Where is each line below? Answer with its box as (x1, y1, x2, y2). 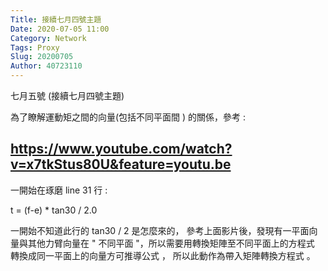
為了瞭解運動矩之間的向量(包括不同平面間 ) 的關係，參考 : (10, 111, 247, 123)
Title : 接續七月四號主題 (10, 14, 102, 25)
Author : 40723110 (10, 61, 83, 71)
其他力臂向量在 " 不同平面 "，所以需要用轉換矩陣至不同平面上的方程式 (27, 237, 315, 249)
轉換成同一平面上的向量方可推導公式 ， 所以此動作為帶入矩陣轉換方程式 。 (10, 249, 316, 261)
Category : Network (10, 33, 87, 43)
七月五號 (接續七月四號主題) (10, 90, 125, 101)
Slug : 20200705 (10, 52, 74, 62)
